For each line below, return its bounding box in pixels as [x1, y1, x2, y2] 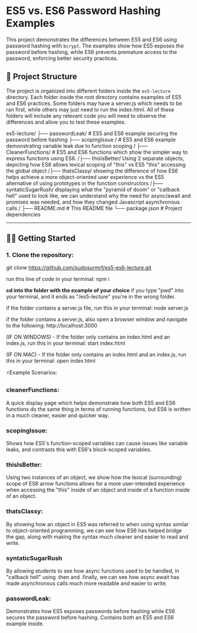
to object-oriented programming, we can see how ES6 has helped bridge [6, 527, 182, 534]
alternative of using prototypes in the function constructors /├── [6, 180, 163, 187]
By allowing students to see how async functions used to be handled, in [6, 567, 180, 574]
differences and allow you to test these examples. [6, 119, 126, 126]
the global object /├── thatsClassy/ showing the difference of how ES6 [6, 167, 178, 174]
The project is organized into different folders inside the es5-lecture [6, 87, 171, 94]
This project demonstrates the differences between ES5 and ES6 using [6, 36, 177, 43]
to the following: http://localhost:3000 [6, 322, 98, 329]
